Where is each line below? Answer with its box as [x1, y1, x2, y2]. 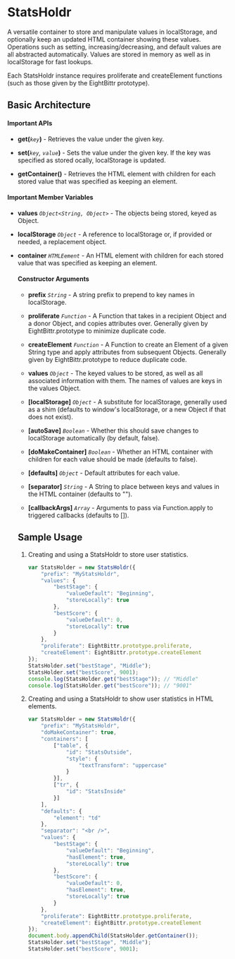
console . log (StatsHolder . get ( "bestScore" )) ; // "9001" [27, 682, 192, 689]
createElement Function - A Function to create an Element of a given [27, 340, 229, 349]
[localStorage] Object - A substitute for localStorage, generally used [27, 397, 227, 406]
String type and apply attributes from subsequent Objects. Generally [27, 347, 227, 356]
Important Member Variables [7, 193, 94, 202]
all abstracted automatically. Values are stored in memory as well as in [7, 50, 211, 59]
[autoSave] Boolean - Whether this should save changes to [27, 426, 199, 435]
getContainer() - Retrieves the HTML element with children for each [17, 169, 216, 178]
